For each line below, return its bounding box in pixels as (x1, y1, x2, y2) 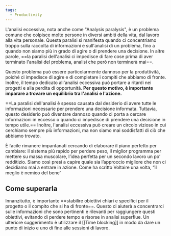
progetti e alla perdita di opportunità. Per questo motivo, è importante (5, 85, 153, 91)
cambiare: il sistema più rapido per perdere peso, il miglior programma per (5, 148, 162, 154)
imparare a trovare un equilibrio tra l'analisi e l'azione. (5, 90, 122, 96)
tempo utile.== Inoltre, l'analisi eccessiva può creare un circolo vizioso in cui (5, 122, 166, 128)
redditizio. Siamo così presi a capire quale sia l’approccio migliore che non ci (5, 159, 166, 165)
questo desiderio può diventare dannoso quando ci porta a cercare (5, 111, 146, 117)
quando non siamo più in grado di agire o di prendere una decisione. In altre (5, 48, 165, 54)
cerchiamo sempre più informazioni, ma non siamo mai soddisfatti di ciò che (5, 127, 166, 133)
